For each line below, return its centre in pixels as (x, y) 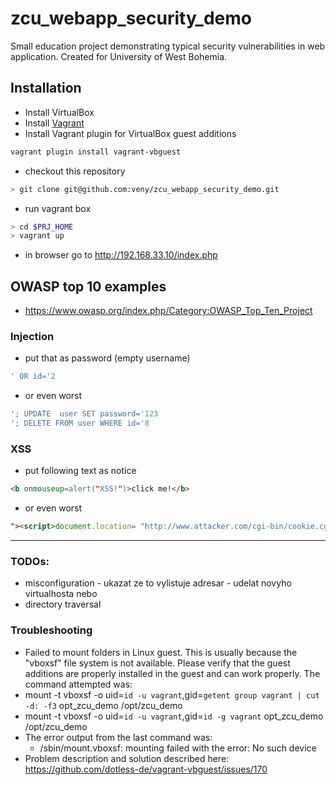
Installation (46, 88)
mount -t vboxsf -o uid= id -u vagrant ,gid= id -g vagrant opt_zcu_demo (174, 716)
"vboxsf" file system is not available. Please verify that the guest (157, 663)
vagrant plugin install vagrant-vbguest (96, 152)
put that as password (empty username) (107, 358)
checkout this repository (75, 171)
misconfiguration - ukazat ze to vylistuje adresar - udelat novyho (158, 583)
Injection (32, 336)
